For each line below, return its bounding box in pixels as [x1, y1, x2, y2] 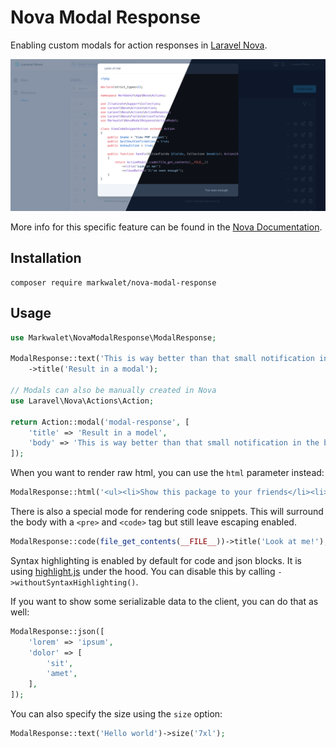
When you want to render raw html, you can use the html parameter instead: [10, 467, 325, 479]
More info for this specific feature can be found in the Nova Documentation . [10, 221, 323, 233]
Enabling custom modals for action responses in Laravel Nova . [10, 39, 268, 51]
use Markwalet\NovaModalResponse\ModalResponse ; [10, 332, 217, 343]
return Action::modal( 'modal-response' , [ [10, 417, 190, 427]
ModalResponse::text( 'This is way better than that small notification [10, 354, 315, 364]
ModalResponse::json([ [10, 626, 105, 636]
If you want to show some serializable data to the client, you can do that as [10, 595, 319, 607]
